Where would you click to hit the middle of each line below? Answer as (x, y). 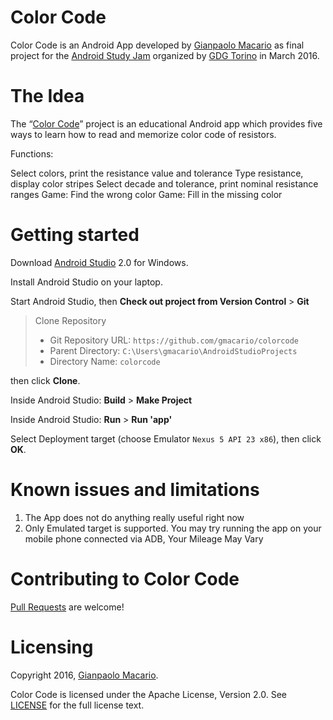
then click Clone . (45, 380)
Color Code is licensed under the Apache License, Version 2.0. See (148, 694)
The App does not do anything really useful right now (134, 517)
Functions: (32, 153)
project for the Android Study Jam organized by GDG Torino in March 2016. (165, 55)
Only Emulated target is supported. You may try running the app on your (173, 528)
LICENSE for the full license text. (77, 705)
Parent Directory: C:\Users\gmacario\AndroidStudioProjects (173, 350)
